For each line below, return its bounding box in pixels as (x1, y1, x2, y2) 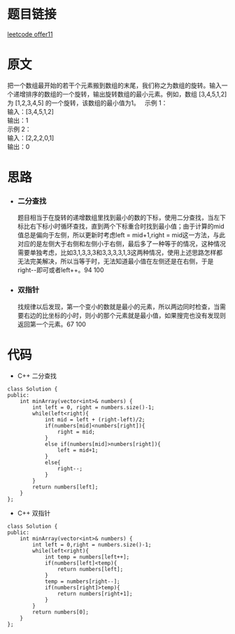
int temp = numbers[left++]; (44, 554, 130, 561)
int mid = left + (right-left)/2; (44, 416, 145, 423)
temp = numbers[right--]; (44, 578, 120, 585)
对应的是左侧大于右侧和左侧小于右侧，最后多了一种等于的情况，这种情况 (17, 239, 226, 248)
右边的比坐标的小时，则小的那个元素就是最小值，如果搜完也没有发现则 (23, 311, 226, 319)
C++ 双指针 (17, 509, 51, 517)
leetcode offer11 (7, 29, 53, 38)
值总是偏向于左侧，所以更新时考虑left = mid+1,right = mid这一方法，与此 (17, 231, 226, 239)
